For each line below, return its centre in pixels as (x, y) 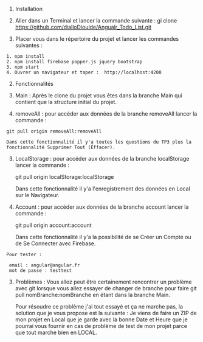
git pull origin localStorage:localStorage (64, 177)
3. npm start (23, 67)
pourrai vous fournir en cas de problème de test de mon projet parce (101, 326)
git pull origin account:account (53, 225)
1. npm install (26, 57)
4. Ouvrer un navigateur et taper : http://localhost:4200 (84, 72)
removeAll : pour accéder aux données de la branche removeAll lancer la (106, 114)
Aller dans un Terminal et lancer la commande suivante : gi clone (96, 20)
